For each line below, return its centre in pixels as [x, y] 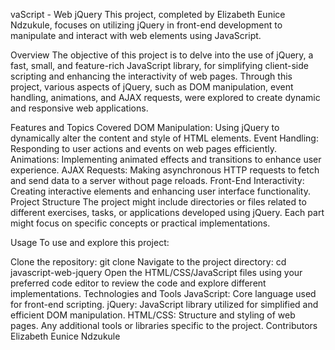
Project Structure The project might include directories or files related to [158, 202]
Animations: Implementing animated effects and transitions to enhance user [166, 159]
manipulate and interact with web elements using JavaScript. [136, 35]
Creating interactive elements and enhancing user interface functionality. [160, 191]
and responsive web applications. [79, 108]
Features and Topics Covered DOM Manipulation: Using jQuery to [145, 127]
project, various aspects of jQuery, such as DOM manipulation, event [152, 87]
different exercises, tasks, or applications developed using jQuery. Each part [167, 212]
